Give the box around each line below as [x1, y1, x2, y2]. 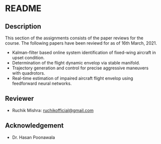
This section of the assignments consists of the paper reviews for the [5, 35, 144, 41]
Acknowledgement [5, 122, 64, 130]
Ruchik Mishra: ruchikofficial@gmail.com [12, 107, 94, 113]
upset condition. [12, 55, 45, 61]
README [5, 3, 42, 14]
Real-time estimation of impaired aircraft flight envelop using [12, 76, 133, 81]
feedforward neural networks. [12, 80, 72, 86]
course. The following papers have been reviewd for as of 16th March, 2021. [5, 40, 157, 46]
